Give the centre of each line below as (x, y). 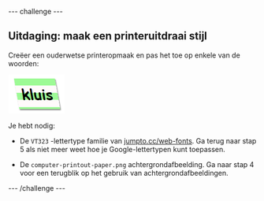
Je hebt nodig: (32, 125)
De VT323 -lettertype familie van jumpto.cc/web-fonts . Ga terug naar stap (138, 140)
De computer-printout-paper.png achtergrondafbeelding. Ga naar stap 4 (137, 164)
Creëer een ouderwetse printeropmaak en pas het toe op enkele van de (124, 55)
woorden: (24, 63)
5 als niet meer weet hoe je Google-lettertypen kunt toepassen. (123, 149)
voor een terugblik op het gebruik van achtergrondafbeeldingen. (124, 173)
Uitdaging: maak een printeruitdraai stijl (108, 36)
